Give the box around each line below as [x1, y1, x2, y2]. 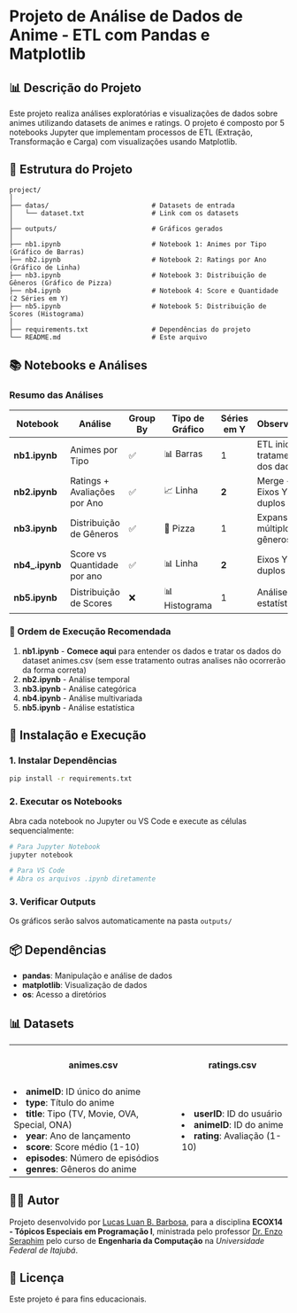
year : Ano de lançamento [26, 1130, 131, 1142]
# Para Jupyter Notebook [9, 842, 101, 851]
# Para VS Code [9, 866, 65, 875]
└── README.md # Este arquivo [9, 332, 208, 342]
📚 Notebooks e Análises [9, 358, 148, 373]
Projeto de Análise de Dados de [9, 6, 243, 27]
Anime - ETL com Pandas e [9, 25, 210, 45]
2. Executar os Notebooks [9, 796, 123, 808]
